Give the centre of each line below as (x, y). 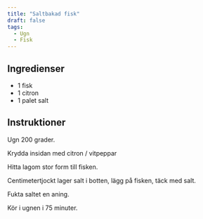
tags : (15, 27)
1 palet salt (33, 100)
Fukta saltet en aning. (38, 194)
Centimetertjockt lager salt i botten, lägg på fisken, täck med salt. (102, 180)
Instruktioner (37, 123)
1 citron (28, 93)
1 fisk (25, 85)
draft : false (26, 20)
